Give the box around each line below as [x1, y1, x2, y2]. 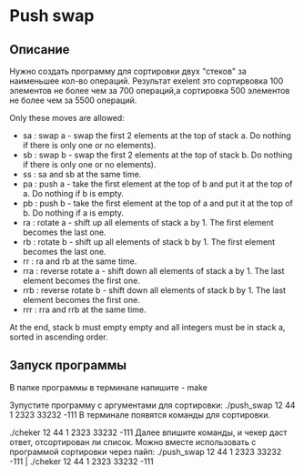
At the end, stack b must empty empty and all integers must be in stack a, [9, 322, 286, 332]
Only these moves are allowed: [9, 113, 125, 123]
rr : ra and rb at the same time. [22, 256, 137, 267]
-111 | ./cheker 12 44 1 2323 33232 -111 [9, 456, 154, 467]
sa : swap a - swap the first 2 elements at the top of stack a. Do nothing [22, 130, 291, 141]
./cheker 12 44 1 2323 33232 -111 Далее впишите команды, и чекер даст [9, 427, 288, 438]
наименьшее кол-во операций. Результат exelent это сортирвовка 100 [9, 76, 284, 86]
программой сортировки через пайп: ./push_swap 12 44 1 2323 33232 [9, 446, 282, 457]
